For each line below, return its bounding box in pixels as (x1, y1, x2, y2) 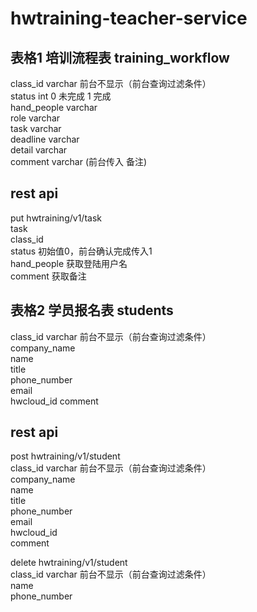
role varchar (10, 112, 61, 124)
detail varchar (10, 144, 68, 156)
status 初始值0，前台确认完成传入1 (10, 245, 153, 257)
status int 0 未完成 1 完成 (10, 90, 112, 102)
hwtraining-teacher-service (10, 7, 248, 30)
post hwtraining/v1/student (10, 450, 121, 462)
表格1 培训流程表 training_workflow (10, 49, 230, 66)
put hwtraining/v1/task (10, 212, 102, 224)
